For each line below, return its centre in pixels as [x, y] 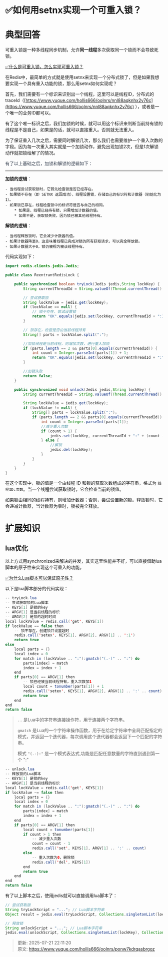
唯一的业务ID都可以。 [31, 113]
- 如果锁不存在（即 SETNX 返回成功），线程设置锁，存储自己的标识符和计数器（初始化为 [83, 195]
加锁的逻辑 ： [18, 179]
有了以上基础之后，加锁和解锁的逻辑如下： [49, 163]
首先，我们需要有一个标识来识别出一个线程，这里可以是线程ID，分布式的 [79, 94]
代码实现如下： [20, 257]
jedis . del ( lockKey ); [71, 450]
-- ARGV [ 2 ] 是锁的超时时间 [31, 617]
